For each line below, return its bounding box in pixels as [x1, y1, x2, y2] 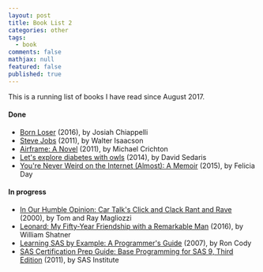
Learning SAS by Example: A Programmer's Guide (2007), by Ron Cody [19, 238, 252, 248]
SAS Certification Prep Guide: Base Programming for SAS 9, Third [19, 247, 234, 256]
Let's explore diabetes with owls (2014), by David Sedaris [19, 152, 207, 162]
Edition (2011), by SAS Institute [19, 255, 120, 265]
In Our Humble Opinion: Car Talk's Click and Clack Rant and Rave [19, 205, 232, 214]
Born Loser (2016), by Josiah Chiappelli [19, 127, 148, 136]
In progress [8, 187, 47, 197]
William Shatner [19, 230, 71, 240]
